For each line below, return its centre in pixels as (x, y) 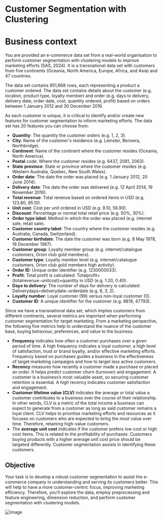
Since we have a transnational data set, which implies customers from (75, 311)
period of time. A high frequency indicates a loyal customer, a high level (84, 346)
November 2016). (29, 192)
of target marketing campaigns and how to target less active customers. (84, 361)
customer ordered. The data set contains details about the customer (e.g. (79, 91)
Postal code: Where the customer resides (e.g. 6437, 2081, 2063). (78, 161)
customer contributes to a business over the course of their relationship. (84, 398)
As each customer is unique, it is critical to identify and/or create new (75, 116)
